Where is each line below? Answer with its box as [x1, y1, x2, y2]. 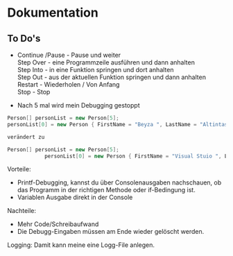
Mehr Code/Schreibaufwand [17, 220, 99, 228]
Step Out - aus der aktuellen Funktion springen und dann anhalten [17, 73, 207, 81]
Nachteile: [7, 207, 37, 215]
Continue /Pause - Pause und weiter [17, 51, 121, 59]
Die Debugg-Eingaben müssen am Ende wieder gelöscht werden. [17, 228, 205, 236]
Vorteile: [7, 165, 31, 173]
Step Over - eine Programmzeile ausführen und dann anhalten [17, 58, 196, 67]
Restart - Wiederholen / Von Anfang [17, 80, 120, 88]
